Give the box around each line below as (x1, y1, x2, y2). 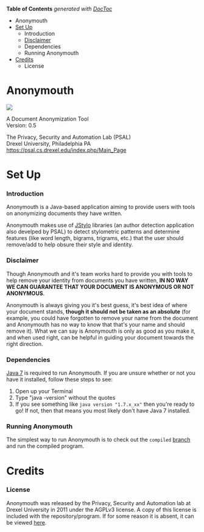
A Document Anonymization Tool (6, 115, 89, 122)
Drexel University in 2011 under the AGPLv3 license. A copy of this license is (6, 506, 197, 513)
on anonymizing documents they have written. (6, 210, 123, 217)
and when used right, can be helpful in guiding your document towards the (6, 333, 194, 341)
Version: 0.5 (6, 121, 37, 129)
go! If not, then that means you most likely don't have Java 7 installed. (15, 407, 191, 414)
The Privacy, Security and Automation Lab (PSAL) (6, 133, 131, 141)
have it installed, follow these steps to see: (6, 376, 113, 383)
